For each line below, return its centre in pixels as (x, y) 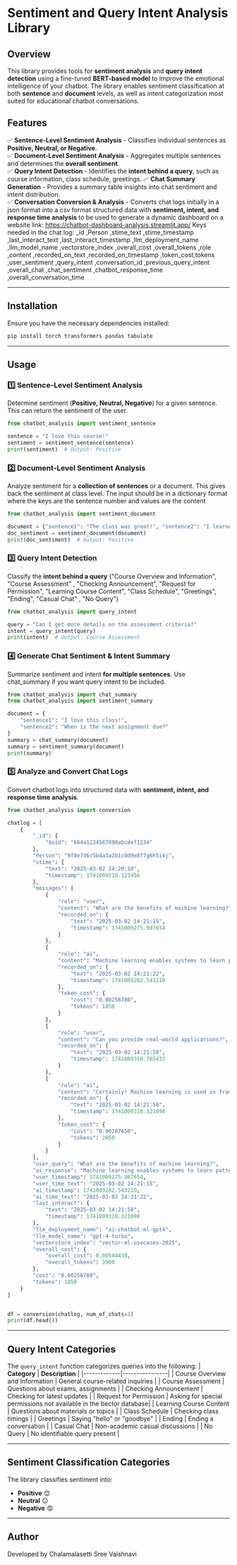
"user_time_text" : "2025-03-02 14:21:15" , (96, 1183)
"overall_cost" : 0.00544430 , (88, 1256)
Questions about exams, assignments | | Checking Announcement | (105, 1389)
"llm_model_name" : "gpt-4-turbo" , (83, 1236)
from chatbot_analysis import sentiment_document (82, 514)
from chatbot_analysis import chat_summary (72, 694)
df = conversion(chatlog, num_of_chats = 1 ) (71, 1314)
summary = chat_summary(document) (58, 740)
